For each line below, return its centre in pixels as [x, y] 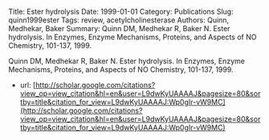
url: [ [28, 85]
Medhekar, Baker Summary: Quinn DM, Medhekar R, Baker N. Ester [119, 28]
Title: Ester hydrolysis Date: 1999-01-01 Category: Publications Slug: [121, 12]
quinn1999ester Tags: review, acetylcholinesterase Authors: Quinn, [119, 20]
